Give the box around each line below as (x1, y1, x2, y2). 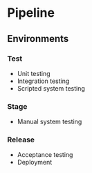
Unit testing (17, 69, 50, 77)
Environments (7, 33, 69, 45)
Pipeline (7, 5, 55, 21)
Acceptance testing (17, 151, 73, 159)
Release (7, 135, 35, 144)
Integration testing (17, 77, 70, 85)
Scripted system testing (17, 84, 85, 92)
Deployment (17, 158, 53, 167)
